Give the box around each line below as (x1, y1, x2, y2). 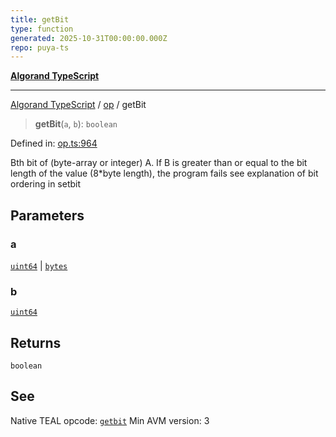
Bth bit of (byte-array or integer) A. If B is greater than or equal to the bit (10, 157, 308, 169)
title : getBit (10, 14, 70, 25)
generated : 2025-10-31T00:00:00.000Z (10, 33, 168, 43)
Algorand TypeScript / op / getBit (10, 99, 147, 111)
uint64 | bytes (10, 259, 68, 271)
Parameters (10, 207, 85, 224)
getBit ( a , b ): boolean (34, 118, 118, 130)
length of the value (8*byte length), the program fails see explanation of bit (10, 167, 319, 180)
